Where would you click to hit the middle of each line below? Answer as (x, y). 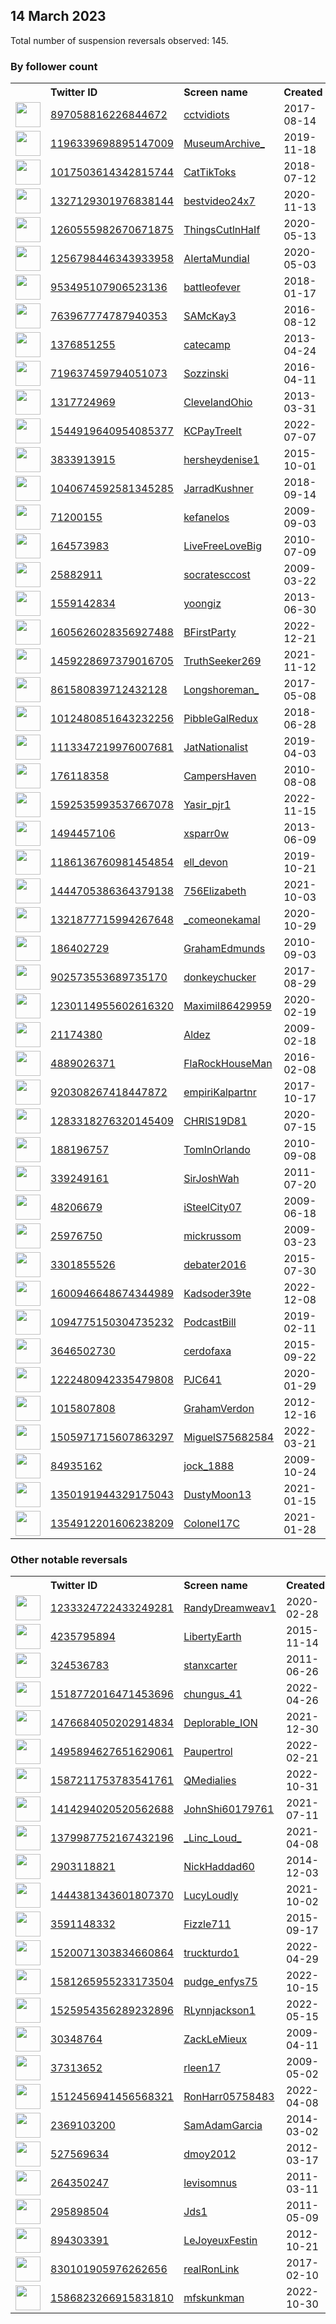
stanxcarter (210, 1666)
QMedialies (210, 1781)
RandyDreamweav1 (230, 1608)
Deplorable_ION (220, 1723)
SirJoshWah (211, 1179)
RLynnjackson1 (219, 2011)
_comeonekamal (222, 920)
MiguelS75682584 (229, 1437)
